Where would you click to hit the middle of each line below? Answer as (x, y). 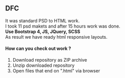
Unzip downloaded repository (44, 65)
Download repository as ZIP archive (50, 60)
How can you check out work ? (38, 48)
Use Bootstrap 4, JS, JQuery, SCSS (43, 31)
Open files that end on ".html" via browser (56, 71)
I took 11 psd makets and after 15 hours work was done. (63, 26)
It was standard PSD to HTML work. (43, 20)
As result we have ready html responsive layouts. (56, 37)
